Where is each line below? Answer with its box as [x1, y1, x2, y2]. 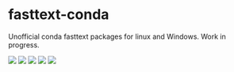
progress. [8, 40, 40, 49]
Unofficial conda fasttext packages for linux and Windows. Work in [8, 32, 226, 41]
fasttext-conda [8, 6, 109, 24]
